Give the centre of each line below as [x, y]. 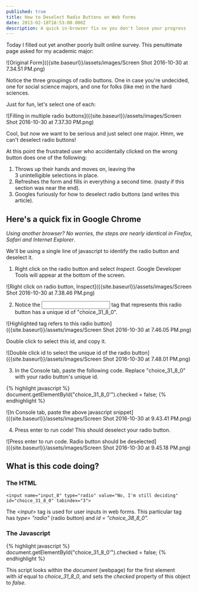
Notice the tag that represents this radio [98, 305]
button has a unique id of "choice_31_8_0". [66, 312]
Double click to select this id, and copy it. [56, 341]
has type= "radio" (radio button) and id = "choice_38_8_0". [77, 517]
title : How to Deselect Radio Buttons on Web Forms [71, 17]
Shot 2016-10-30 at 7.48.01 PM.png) [147, 359]
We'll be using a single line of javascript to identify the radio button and [92, 251]
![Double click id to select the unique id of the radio [69, 353]
